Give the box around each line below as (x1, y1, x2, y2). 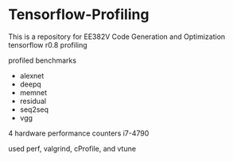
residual (19, 96, 46, 105)
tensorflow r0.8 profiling (8, 40, 87, 49)
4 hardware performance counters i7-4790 (8, 128, 150, 138)
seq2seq (19, 105, 49, 114)
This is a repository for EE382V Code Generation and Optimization (8, 32, 226, 41)
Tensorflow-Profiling (8, 6, 150, 24)
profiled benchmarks (8, 56, 77, 65)
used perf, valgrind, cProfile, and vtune (8, 144, 137, 153)
